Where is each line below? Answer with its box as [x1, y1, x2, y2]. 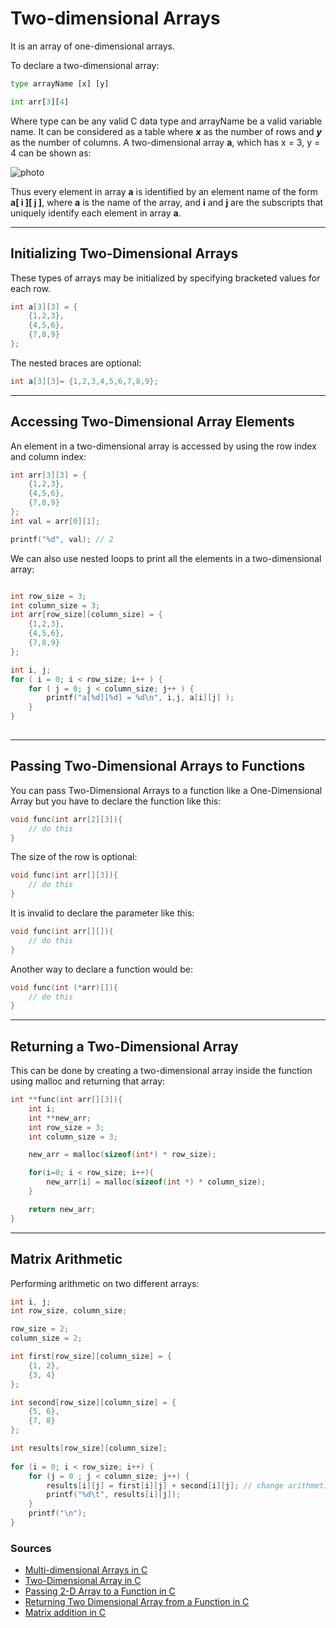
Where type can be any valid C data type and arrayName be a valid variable [10, 115, 323, 127]
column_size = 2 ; [10, 1333, 83, 1344]
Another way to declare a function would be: [10, 963, 194, 975]
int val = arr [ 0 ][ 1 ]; [10, 516, 101, 526]
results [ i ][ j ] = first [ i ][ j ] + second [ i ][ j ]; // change [46, 1480, 284, 1491]
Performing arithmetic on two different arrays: [10, 1277, 200, 1289]
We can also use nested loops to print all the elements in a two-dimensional [10, 552, 322, 564]
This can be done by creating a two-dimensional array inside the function [10, 1065, 313, 1077]
